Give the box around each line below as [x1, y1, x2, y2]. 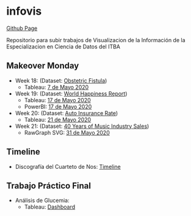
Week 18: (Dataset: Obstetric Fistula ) [15, 76, 107, 84]
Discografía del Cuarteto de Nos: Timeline [15, 163, 121, 170]
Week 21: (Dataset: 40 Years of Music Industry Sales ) [15, 122, 150, 130]
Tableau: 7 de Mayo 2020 [24, 83, 89, 91]
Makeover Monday [6, 61, 79, 71]
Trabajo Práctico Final [6, 181, 92, 191]
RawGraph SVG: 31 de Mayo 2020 [24, 128, 110, 136]
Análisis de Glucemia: [15, 197, 70, 204]
